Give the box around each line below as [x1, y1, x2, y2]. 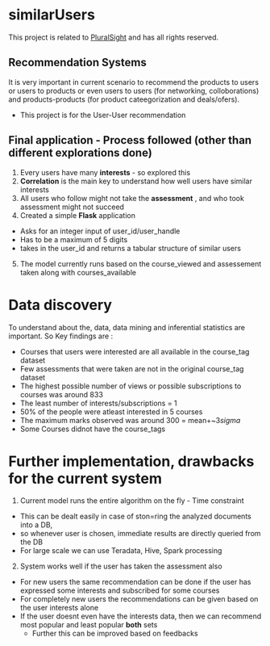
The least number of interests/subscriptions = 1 [19, 398, 177, 408]
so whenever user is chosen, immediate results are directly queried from [19, 529, 261, 539]
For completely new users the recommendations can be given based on [19, 594, 259, 604]
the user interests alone [19, 603, 99, 613]
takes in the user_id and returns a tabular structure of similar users [19, 243, 242, 253]
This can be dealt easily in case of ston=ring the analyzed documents [19, 511, 251, 522]
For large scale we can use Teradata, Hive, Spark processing [19, 546, 222, 556]
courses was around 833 [19, 389, 103, 399]
